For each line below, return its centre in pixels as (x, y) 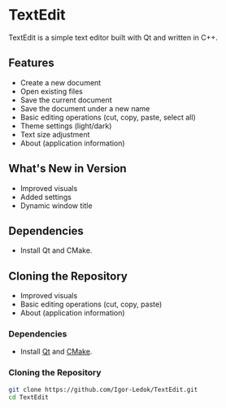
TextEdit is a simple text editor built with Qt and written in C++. (113, 37)
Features (31, 63)
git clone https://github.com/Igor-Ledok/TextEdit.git (103, 389)
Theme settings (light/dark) (66, 126)
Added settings (46, 197)
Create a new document (61, 82)
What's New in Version (68, 169)
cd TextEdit (28, 397)
